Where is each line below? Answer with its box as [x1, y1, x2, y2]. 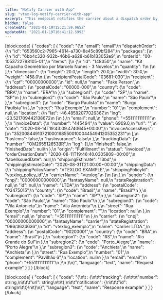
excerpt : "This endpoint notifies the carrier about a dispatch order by [5, 16, 158, 21]
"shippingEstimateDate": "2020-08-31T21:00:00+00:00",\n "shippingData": [5, 162, 157, 167]
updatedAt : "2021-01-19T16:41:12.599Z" [5, 30, 86, 34]
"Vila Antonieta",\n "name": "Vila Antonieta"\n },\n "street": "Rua [5, 203, 134, 209]
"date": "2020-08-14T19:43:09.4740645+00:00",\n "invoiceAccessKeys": [5, 126, 153, 131]
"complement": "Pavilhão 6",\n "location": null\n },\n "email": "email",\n [5, 254, 147, 260]
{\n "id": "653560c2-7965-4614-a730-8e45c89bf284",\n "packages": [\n [5, 48, 153, 54]
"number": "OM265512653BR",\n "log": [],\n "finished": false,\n [5, 141, 132, 147]
